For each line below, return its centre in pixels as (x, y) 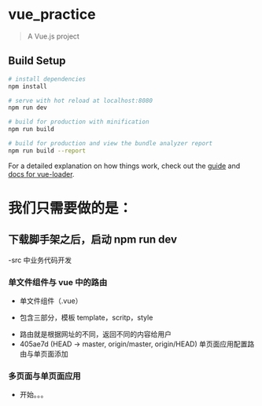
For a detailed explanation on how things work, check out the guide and (124, 166)
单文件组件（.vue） (51, 301)
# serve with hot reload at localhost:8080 (81, 101)
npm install (28, 86)
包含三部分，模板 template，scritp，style (86, 318)
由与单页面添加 (44, 354)
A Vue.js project (54, 36)
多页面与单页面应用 (44, 376)
